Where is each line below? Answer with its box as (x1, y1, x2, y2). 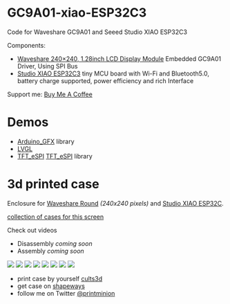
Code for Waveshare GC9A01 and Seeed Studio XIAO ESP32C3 (7, 28, 188, 36)
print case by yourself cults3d (17, 274, 103, 283)
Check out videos (7, 226, 57, 234)
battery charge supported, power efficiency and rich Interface (17, 76, 194, 84)
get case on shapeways (17, 282, 85, 290)
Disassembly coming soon (17, 239, 93, 247)
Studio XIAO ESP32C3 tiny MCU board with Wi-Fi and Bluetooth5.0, (17, 69, 209, 78)
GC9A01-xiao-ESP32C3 (7, 5, 147, 21)
